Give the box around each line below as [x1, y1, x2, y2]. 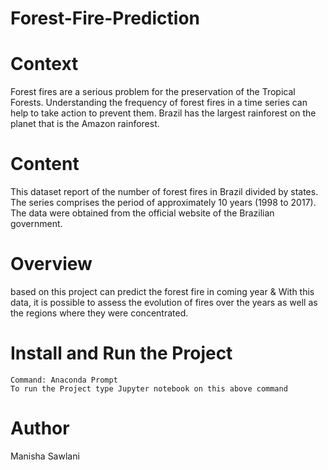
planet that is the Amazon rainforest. [10, 118, 160, 130]
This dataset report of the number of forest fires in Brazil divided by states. [10, 186, 319, 198]
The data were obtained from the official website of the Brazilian [10, 207, 275, 219]
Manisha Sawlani [10, 450, 80, 462]
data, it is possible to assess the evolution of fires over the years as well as [10, 297, 318, 308]
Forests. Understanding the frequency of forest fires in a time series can [10, 97, 308, 109]
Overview [10, 253, 93, 276]
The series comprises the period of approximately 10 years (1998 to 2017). [10, 197, 317, 209]
